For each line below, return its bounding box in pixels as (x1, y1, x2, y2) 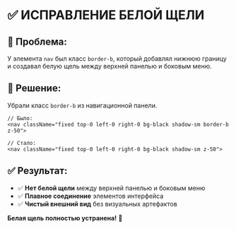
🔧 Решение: (7, 82, 61, 95)
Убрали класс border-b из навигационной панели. (7, 101, 158, 110)
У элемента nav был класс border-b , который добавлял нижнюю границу (7, 54, 228, 63)
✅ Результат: (7, 165, 68, 177)
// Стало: (7, 139, 37, 146)
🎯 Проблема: (7, 35, 67, 47)
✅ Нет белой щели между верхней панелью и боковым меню (17, 184, 206, 192)
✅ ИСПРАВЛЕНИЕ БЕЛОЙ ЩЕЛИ (7, 7, 205, 23)
